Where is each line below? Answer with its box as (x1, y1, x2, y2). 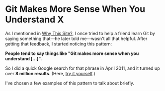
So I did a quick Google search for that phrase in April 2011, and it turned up (5, 65, 160, 71)
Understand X (5, 14, 64, 25)
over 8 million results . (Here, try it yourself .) (5, 70, 95, 76)
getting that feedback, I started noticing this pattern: (5, 41, 112, 46)
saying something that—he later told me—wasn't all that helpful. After (5, 36, 148, 42)
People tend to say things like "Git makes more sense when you (5, 50, 139, 56)
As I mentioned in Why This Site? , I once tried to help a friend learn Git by (5, 30, 156, 36)
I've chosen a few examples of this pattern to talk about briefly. (5, 80, 134, 86)
